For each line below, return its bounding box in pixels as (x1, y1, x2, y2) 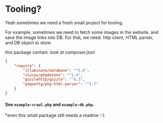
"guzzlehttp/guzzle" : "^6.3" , (23, 77, 85, 82)
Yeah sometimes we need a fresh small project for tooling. (5, 20, 123, 26)
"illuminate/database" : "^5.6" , (23, 68, 90, 73)
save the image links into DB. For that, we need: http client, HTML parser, (5, 34, 154, 40)
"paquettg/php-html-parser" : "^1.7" (23, 82, 98, 87)
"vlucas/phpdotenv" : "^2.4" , (23, 72, 83, 77)
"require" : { (14, 63, 41, 68)
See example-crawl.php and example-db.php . (5, 101, 95, 107)
